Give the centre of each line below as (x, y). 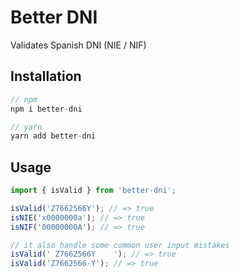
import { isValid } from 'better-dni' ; (93, 191)
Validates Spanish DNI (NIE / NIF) (78, 45)
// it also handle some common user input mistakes (120, 245)
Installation (46, 76)
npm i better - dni (46, 109)
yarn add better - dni (53, 136)
